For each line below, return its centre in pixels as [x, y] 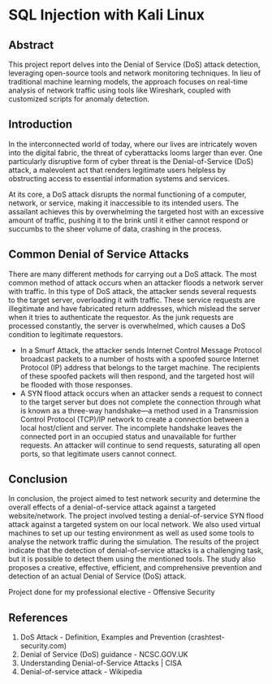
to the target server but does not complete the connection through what [140, 402]
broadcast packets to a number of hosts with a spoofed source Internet [139, 358]
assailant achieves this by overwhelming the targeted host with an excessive [136, 211]
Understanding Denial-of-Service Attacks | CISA [101, 663]
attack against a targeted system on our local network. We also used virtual [135, 525]
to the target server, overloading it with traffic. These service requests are [132, 300]
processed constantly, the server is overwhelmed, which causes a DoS [127, 326]
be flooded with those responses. [76, 384]
